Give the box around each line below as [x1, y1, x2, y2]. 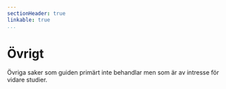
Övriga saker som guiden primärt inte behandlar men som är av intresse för [7, 68, 219, 77]
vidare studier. [7, 76, 48, 84]
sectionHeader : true [7, 10, 66, 17]
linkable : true [7, 16, 51, 23]
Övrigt [7, 46, 45, 62]
